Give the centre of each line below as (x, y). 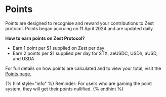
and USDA (23, 58)
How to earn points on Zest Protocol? (45, 38)
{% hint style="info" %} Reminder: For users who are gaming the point (79, 83)
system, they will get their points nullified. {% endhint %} (65, 88)
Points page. (18, 73)
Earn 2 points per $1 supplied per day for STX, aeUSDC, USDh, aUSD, (85, 53)
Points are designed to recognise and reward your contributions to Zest (80, 23)
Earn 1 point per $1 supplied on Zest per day (58, 48)
